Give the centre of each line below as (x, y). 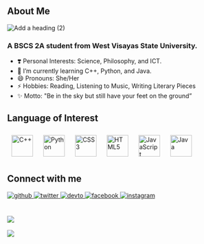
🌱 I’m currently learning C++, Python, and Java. (84, 71)
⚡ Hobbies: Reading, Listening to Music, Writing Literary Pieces (106, 86)
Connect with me (45, 179)
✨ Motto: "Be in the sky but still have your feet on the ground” (104, 96)
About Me (29, 11)
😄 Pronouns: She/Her (48, 78)
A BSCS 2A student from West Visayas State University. (102, 45)
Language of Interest (53, 118)
